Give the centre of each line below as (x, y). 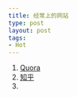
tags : (17, 38)
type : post (26, 23)
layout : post (30, 30)
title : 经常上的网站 (38, 16)
